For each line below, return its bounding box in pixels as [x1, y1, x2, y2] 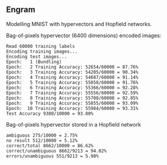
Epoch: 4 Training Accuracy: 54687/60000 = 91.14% [6, 74, 139, 80]
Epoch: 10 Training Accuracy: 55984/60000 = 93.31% [6, 105, 139, 111]
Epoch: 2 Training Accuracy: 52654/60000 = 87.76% [6, 64, 139, 70]
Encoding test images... [6, 53, 67, 60]
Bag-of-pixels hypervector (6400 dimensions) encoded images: [6, 32, 162, 39]
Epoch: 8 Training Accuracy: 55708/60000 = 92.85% [6, 95, 139, 101]
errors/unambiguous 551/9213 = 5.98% [6, 153, 99, 159]
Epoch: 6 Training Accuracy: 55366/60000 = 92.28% [6, 85, 139, 90]
